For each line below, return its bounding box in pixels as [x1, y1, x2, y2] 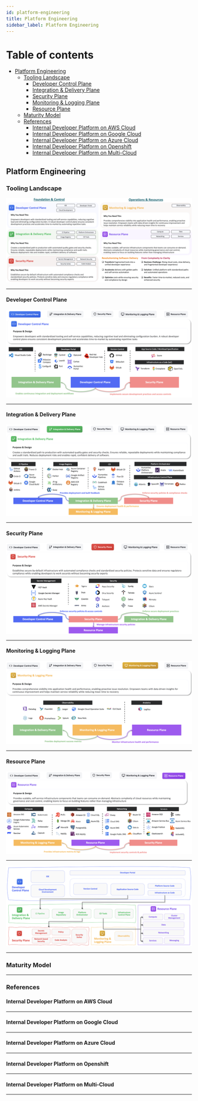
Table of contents [6, 48, 94, 61]
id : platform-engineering [6, 9, 70, 15]
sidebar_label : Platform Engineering [6, 22, 99, 28]
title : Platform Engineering [6, 15, 78, 22]
